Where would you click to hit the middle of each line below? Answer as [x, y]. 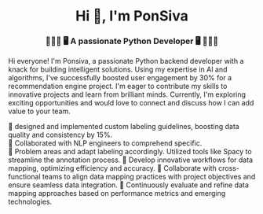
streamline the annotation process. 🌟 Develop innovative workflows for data [131, 160]
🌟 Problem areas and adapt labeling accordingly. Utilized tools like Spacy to [130, 152]
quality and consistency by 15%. [60, 135]
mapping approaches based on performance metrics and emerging [117, 194]
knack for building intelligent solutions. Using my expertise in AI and [118, 69]
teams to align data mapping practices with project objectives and [149, 177]
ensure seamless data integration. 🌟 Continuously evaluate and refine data [129, 185]
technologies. [30, 202]
